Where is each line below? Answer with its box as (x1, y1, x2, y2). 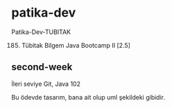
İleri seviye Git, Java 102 (11, 80, 80, 88)
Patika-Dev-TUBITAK (11, 28, 71, 36)
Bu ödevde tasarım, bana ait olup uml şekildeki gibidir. (11, 93, 166, 101)
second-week (11, 61, 73, 73)
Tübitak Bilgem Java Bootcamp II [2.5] (21, 41, 131, 49)
